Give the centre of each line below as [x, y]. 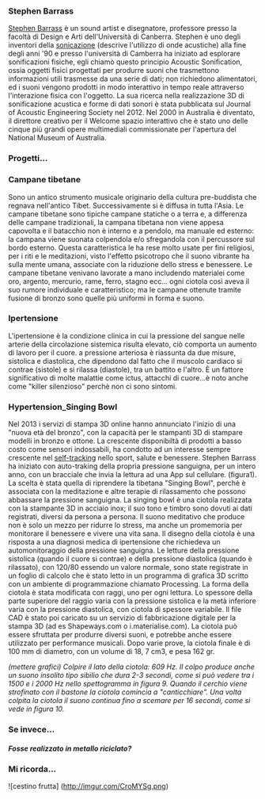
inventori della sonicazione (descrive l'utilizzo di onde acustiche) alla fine [127, 45]
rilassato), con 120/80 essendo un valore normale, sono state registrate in [129, 568]
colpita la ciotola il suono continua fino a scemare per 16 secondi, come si [129, 701]
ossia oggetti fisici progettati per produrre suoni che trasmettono [114, 71]
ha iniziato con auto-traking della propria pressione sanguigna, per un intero [132, 466]
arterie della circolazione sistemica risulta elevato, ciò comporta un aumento [132, 344]
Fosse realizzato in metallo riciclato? [70, 748]
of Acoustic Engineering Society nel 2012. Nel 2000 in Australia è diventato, [132, 113]
